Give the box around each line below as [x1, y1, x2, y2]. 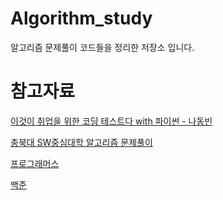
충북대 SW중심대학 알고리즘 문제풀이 [10, 136, 153, 148]
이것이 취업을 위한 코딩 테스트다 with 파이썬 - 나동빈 [10, 115, 213, 127]
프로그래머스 [10, 157, 60, 169]
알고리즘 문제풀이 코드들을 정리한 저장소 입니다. [10, 41, 195, 53]
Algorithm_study [10, 7, 153, 30]
